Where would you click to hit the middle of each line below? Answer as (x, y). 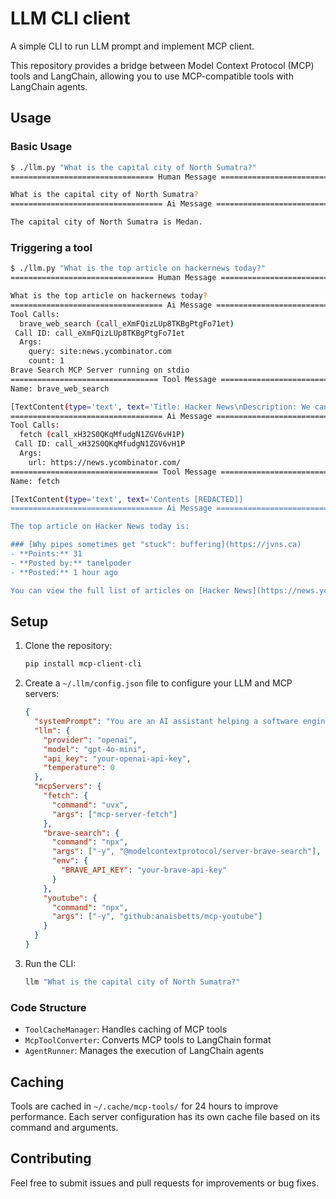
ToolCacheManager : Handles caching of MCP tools (126, 1029)
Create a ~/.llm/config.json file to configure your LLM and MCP (158, 683)
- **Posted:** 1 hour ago (64, 572)
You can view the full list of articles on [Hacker (120, 590)
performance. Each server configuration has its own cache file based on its (165, 1116)
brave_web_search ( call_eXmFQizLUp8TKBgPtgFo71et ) (127, 323)
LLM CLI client (70, 18)
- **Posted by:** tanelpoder (71, 563)
